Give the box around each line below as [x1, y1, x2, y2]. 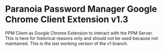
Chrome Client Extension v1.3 [5, 14, 129, 25]
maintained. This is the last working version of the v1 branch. [5, 40, 129, 46]
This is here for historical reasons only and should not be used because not [5, 35, 159, 41]
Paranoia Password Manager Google [5, 3, 158, 15]
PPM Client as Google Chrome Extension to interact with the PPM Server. [5, 30, 154, 36]
